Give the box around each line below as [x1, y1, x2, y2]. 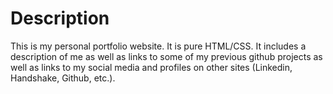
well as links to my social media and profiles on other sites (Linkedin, [10, 61, 293, 73]
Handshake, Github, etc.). [10, 72, 116, 84]
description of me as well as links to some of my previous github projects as [10, 50, 323, 62]
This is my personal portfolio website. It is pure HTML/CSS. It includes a [10, 40, 307, 52]
